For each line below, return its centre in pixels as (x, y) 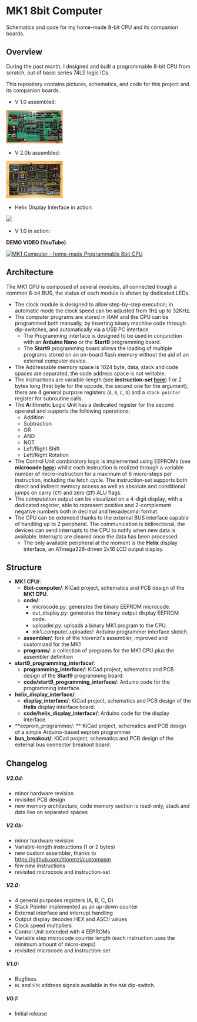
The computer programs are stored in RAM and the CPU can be (91, 316)
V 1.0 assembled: (35, 102)
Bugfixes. (26, 979)
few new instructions (40, 866)
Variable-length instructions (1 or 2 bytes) (65, 847)
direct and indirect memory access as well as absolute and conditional (100, 486)
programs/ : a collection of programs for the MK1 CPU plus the (99, 651)
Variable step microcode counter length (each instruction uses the (95, 938)
